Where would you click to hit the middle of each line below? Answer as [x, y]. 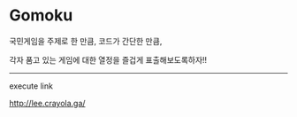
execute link [31, 86]
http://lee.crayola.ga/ [47, 103]
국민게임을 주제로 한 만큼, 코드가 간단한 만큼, [86, 41]
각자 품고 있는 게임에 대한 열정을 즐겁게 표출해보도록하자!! [108, 59]
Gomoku [41, 16]
